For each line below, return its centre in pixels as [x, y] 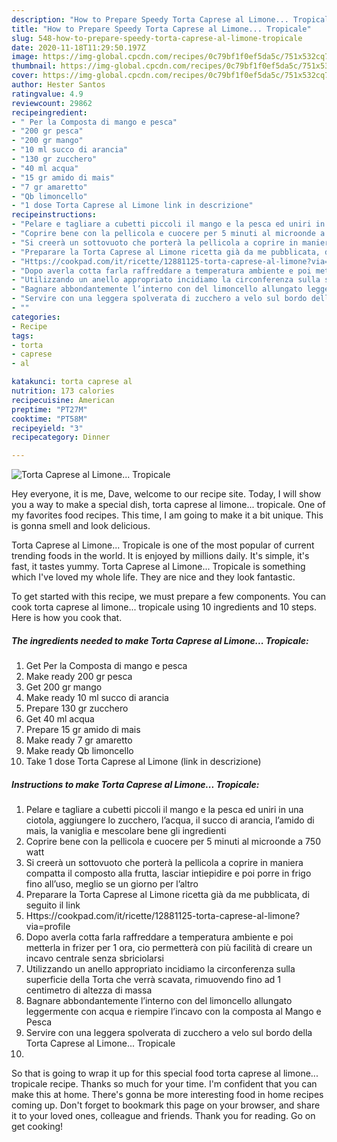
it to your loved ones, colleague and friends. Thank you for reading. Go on [163, 1116]
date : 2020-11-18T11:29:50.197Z [78, 47]
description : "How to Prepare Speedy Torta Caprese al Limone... [150, 19]
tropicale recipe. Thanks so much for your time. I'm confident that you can [164, 1084]
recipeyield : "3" [47, 428]
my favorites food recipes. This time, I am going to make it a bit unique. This [167, 515]
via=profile [48, 927]
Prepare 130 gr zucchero [77, 708]
